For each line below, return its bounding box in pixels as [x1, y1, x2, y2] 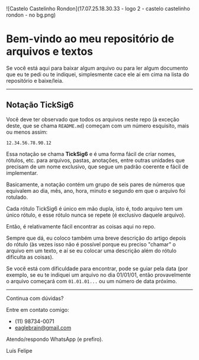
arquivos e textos [6, 45, 94, 58]
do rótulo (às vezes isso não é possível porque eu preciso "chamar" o [6, 240, 176, 248]
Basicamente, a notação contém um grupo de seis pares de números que [6, 181, 185, 188]
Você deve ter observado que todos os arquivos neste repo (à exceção [6, 115, 179, 123]
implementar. [6, 169, 38, 176]
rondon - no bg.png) [6, 11, 56, 18]
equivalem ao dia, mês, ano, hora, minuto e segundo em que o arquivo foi [6, 187, 185, 194]
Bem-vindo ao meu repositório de [6, 32, 175, 46]
